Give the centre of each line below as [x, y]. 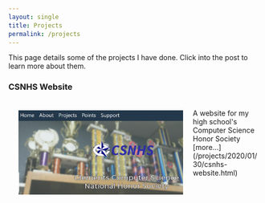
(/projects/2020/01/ [225, 156]
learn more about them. [47, 66]
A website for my [220, 113]
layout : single [34, 17]
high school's [215, 121]
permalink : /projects [45, 34]
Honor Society [216, 138]
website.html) [215, 173]
